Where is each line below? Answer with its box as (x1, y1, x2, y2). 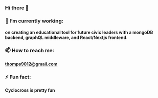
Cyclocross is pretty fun (5, 87, 55, 93)
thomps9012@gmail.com (5, 61, 58, 67)
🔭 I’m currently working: (5, 17, 64, 24)
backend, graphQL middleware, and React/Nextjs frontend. (5, 35, 128, 40)
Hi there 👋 (5, 4, 29, 11)
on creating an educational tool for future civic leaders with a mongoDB (5, 29, 153, 36)
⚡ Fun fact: (5, 73, 31, 80)
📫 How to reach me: (5, 47, 55, 54)
